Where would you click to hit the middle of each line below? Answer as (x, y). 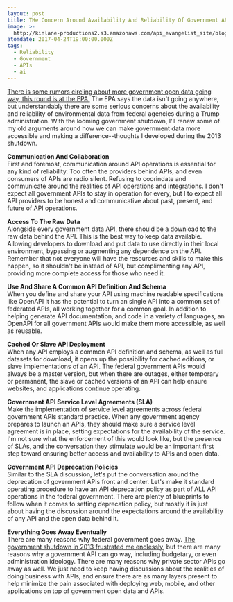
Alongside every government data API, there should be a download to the (112, 229)
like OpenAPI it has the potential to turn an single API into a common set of (113, 301)
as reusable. (25, 331)
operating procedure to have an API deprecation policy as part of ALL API (112, 489)
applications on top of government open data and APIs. (86, 591)
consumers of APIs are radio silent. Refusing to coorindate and (97, 178)
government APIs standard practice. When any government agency (103, 416)
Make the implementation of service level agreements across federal (105, 409)
